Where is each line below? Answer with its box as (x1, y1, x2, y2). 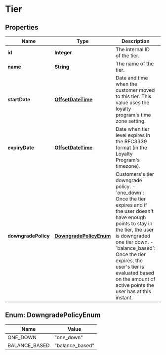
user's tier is (115, 263, 144, 270)
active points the (115, 282, 154, 288)
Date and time (115, 75, 148, 81)
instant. (115, 294, 133, 301)
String (54, 63, 70, 70)
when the (115, 80, 137, 87)
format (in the (115, 144, 147, 151)
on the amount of (115, 276, 156, 282)
